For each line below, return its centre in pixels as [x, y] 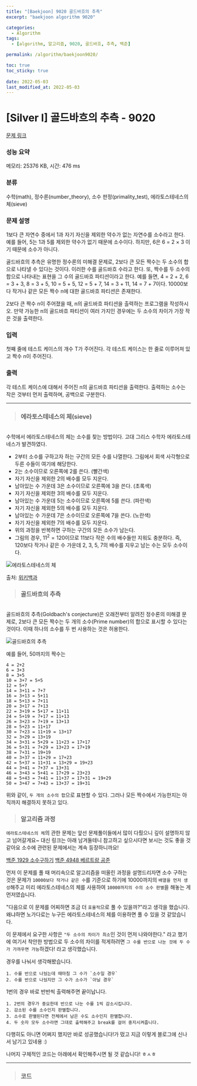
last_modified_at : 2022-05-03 [43, 87]
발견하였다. [34, 444]
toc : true [18, 65]
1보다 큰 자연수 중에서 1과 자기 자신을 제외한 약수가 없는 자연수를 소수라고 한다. [96, 235]
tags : [13, 39]
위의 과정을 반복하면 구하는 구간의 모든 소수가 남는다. [75, 530]
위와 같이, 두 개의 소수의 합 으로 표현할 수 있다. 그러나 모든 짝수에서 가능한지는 [94, 795]
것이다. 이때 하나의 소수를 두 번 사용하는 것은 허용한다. [68, 629]
